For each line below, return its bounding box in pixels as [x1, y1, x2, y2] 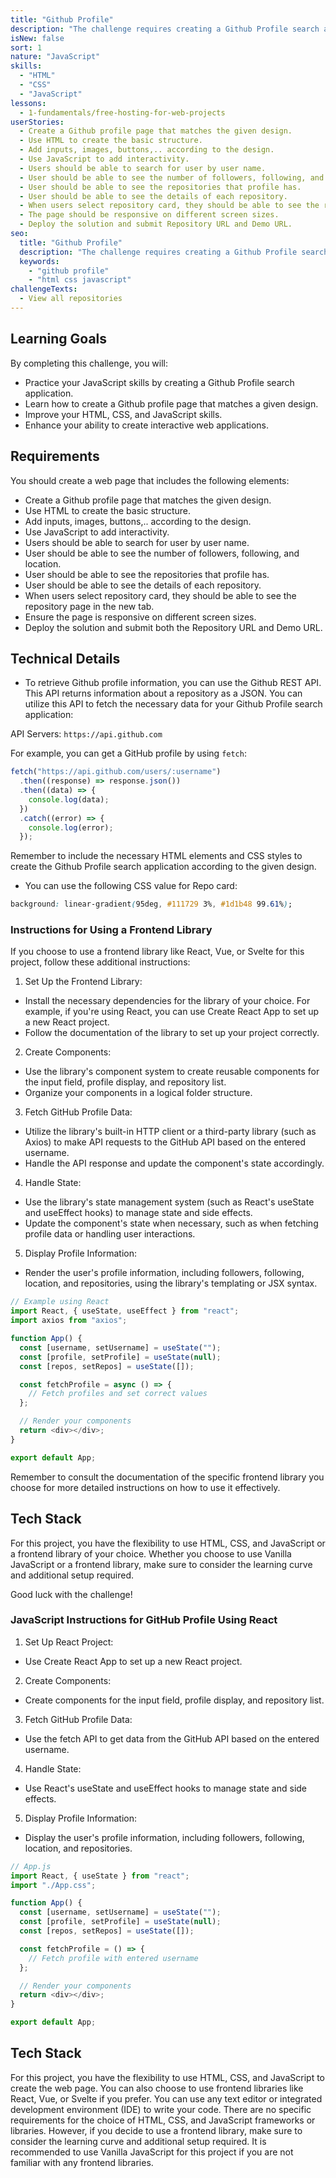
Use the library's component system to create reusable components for [24, 1066, 320, 1078]
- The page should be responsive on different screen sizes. [19, 210, 280, 220]
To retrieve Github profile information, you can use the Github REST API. [24, 677, 322, 689]
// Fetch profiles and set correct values [28, 1389, 208, 1399]
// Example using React [10, 1297, 110, 1307]
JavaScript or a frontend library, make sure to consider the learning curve [10, 1558, 313, 1570]
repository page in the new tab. [24, 600, 155, 612]
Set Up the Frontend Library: [24, 976, 143, 988]
